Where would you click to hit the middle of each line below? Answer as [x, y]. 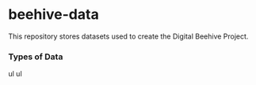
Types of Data [36, 57]
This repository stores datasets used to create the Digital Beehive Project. [128, 36]
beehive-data [53, 15]
